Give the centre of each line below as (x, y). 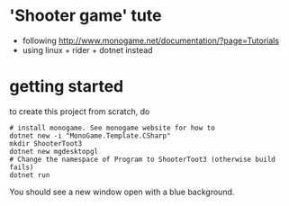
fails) (22, 167)
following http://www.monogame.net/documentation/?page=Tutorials (151, 40)
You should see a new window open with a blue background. (122, 192)
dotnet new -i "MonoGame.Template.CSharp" (90, 136)
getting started (67, 87)
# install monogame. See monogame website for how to (113, 128)
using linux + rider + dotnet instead (87, 49)
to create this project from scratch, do (80, 111)
